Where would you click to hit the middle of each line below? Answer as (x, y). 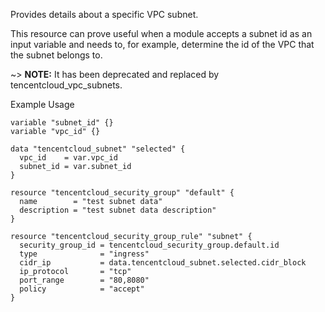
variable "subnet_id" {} (62, 123)
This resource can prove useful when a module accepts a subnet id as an (161, 33)
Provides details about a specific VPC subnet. (104, 14)
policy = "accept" (82, 289)
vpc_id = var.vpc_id (68, 158)
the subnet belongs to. (56, 55)
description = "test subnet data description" (118, 210)
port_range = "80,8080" (84, 280)
